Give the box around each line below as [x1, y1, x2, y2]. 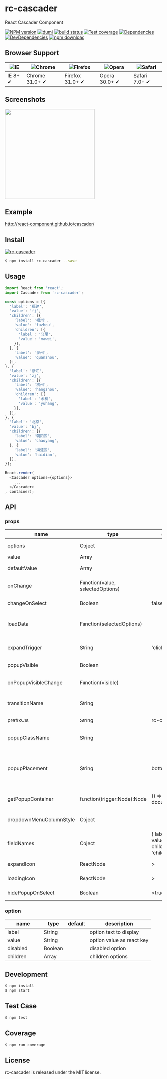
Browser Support [5, 49, 60, 57]
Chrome [26, 72, 46, 79]
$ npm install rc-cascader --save [5, 258, 77, 264]
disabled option [89, 945, 126, 952]
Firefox [64, 72, 81, 79]
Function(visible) [79, 679, 119, 686]
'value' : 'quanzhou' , [14, 355, 59, 360]
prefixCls [7, 717, 29, 724]
